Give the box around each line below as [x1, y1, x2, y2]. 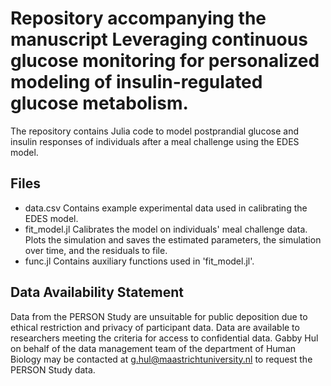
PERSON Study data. [10, 363, 96, 376]
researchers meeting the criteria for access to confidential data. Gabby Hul [10, 332, 319, 344]
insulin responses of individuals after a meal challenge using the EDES [10, 135, 300, 147]
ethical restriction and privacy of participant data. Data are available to [10, 321, 300, 333]
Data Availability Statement [10, 284, 184, 301]
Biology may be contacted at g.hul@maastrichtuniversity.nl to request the [10, 353, 313, 365]
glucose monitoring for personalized [10, 50, 320, 72]
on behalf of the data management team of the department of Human [10, 342, 297, 354]
